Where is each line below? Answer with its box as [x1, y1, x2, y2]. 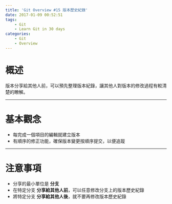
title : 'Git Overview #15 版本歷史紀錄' [5, 7, 88, 13]
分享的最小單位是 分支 [12, 180, 59, 187]
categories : [5, 31, 31, 36]
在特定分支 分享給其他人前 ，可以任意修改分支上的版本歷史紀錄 [12, 187, 144, 193]
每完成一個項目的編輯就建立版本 [12, 131, 80, 137]
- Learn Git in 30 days [14, 27, 66, 32]
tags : [5, 17, 17, 22]
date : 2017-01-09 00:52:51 [5, 12, 63, 17]
